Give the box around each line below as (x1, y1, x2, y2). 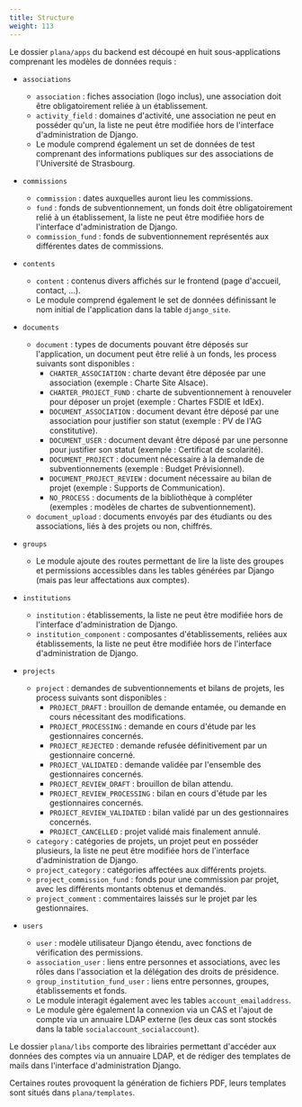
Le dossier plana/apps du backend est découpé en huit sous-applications (9, 46, 281, 57)
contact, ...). (35, 284, 81, 295)
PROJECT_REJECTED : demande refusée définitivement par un (49, 740, 268, 751)
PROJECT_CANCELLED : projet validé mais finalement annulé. (49, 825, 261, 837)
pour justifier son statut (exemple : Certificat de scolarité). (49, 444, 263, 454)
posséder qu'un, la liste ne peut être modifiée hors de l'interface (35, 119, 274, 130)
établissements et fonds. (35, 985, 128, 995)
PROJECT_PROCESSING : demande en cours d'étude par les (49, 721, 256, 732)
